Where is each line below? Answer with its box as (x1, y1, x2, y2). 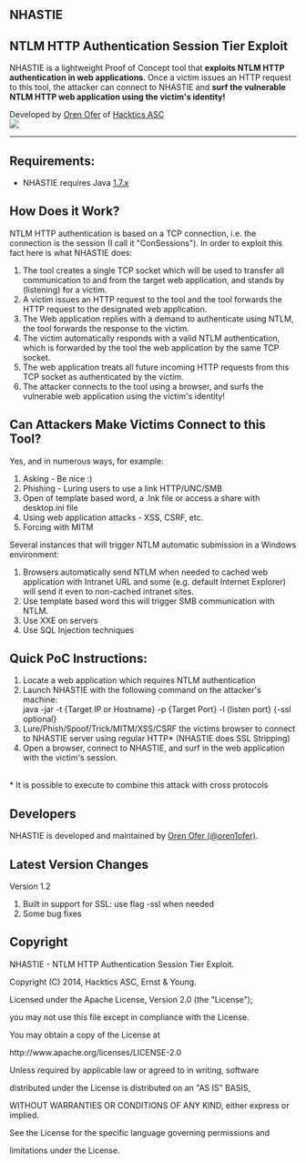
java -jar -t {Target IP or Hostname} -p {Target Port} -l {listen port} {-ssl (22, 704, 291, 715)
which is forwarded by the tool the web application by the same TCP (22, 342, 280, 353)
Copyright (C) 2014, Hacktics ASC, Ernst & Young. (9, 976, 198, 987)
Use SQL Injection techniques (22, 624, 135, 636)
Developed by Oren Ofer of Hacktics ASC (9, 109, 165, 120)
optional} (22, 714, 57, 725)
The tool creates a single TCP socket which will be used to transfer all (22, 264, 285, 276)
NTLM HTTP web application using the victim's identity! (9, 91, 226, 103)
